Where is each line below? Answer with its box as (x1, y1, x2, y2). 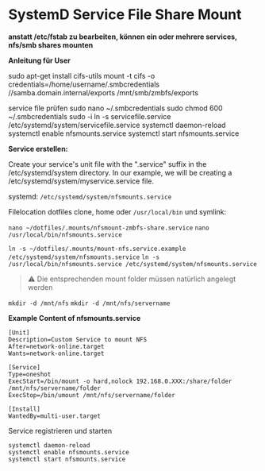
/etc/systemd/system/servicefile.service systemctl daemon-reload (8, 120, 226, 129)
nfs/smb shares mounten (8, 40, 94, 49)
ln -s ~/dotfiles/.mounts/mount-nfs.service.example (8, 245, 186, 253)
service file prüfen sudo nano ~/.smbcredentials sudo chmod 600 (8, 103, 224, 113)
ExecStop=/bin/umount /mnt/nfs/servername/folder (8, 391, 176, 399)
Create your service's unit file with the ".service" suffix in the (8, 159, 207, 168)
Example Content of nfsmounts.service (8, 313, 141, 322)
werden (27, 282, 53, 291)
